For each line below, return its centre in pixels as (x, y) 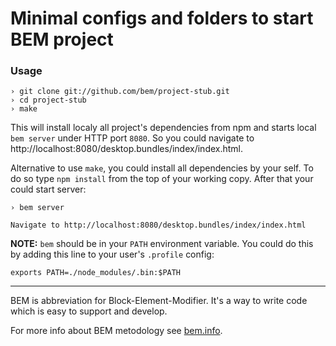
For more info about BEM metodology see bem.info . (116, 331)
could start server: (48, 189)
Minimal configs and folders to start (162, 18)
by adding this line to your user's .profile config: (112, 254)
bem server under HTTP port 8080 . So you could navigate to (132, 138)
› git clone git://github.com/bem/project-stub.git (120, 92)
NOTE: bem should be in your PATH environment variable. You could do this (162, 244)
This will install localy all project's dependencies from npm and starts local (163, 128)
